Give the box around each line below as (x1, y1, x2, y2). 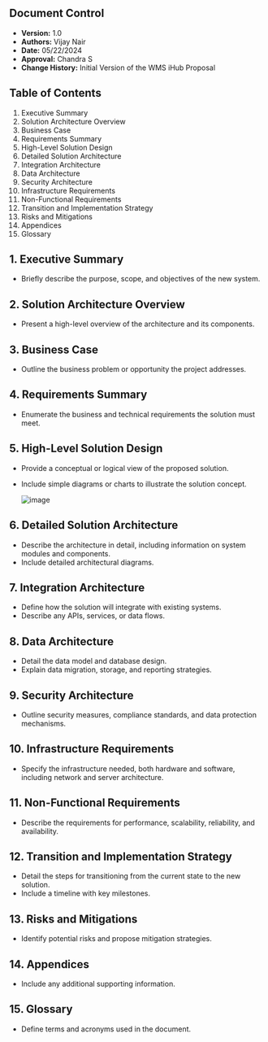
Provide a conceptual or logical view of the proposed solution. (20, 463, 229, 473)
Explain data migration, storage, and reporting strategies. (20, 665, 212, 674)
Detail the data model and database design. (20, 656, 167, 666)
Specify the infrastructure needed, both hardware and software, (20, 764, 236, 774)
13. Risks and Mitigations (9, 912, 138, 926)
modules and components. (20, 548, 111, 558)
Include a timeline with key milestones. (20, 888, 151, 898)
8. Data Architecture (9, 634, 115, 648)
